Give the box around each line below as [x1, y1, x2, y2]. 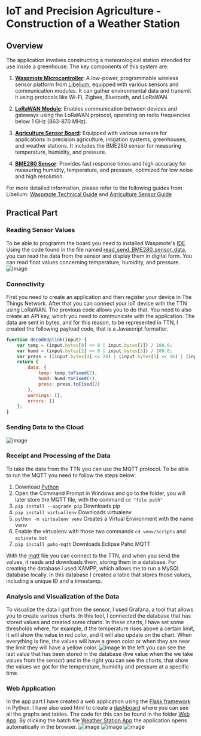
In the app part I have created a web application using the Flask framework [6, 698, 191, 705]
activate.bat [14, 535, 48, 541]
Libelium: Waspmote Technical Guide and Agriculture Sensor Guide [6, 191, 172, 198]
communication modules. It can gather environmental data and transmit [14, 87, 191, 94]
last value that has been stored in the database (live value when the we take [6, 651, 193, 658]
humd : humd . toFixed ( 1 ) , [38, 375, 98, 382]
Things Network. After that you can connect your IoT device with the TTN [6, 300, 187, 307]
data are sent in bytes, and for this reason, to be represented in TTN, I [6, 319, 178, 326]
